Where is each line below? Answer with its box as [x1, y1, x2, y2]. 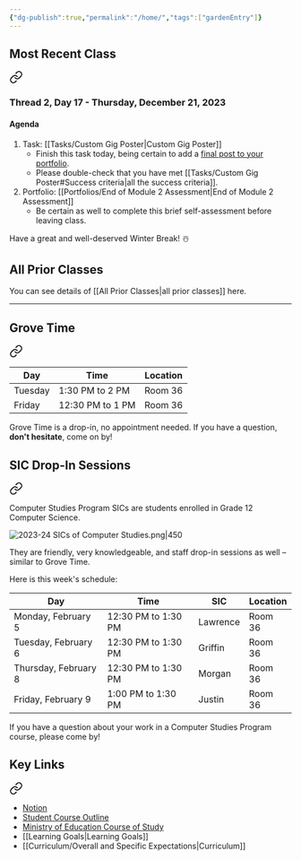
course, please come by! [9, 732, 101, 742]
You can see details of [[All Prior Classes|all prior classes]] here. [9, 286, 247, 297]
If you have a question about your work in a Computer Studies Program [9, 722, 271, 732]
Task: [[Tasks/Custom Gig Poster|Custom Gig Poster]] [21, 138, 222, 149]
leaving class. [35, 214, 87, 225]
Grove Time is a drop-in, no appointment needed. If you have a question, [9, 422, 278, 433]
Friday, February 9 [13, 693, 91, 705]
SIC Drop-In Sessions [9, 457, 132, 473]
